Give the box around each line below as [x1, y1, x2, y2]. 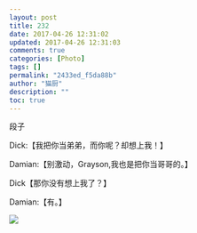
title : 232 [9, 21, 50, 30]
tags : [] [9, 63, 42, 72]
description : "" [9, 87, 69, 96]
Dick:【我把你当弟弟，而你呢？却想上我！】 [9, 140, 169, 151]
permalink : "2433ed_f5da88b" [9, 71, 117, 80]
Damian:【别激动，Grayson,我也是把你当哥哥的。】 [9, 159, 193, 170]
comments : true [9, 46, 66, 55]
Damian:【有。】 [9, 197, 67, 207]
